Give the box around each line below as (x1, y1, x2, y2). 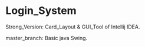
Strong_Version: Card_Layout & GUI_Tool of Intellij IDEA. (5, 23, 140, 30)
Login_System (5, 4, 77, 17)
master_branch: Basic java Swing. (5, 34, 88, 41)
